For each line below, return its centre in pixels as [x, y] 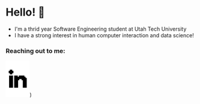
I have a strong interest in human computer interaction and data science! [104, 35]
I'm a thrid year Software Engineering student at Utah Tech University [100, 29]
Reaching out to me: [35, 50]
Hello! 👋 [26, 12]
